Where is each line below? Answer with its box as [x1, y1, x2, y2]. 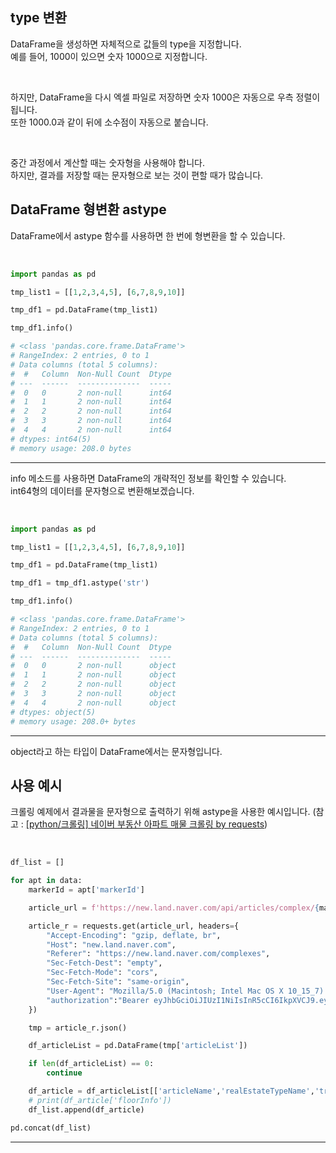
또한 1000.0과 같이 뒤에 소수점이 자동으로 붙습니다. [10, 116, 209, 128]
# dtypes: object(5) [10, 707, 97, 717]
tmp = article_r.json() [28, 1023, 128, 1033]
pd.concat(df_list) [10, 1123, 92, 1133]
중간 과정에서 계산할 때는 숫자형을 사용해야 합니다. [10, 156, 206, 168]
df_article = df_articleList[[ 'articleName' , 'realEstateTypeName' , [28, 1086, 315, 1097]
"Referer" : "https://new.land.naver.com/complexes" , [46, 949, 271, 959]
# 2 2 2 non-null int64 [10, 406, 172, 417]
